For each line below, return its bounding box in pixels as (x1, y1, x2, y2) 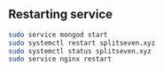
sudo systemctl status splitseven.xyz (8, 47, 152, 55)
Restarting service (8, 7, 113, 22)
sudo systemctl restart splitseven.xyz (8, 39, 156, 47)
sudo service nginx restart (8, 54, 113, 64)
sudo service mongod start (8, 30, 108, 39)
